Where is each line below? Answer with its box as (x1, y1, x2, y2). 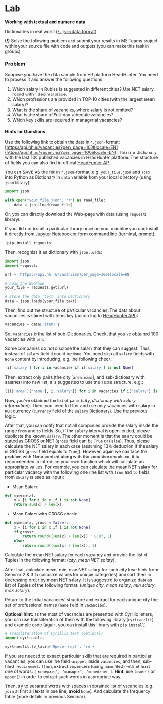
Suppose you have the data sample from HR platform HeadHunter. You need (5, 72, 158, 77)
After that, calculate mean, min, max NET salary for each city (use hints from (5, 566, 159, 572)
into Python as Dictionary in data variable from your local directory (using (5, 174, 152, 180)
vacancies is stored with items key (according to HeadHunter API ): (5, 313, 139, 319)
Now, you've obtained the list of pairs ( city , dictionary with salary (5, 398, 136, 403)
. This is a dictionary (116, 150, 157, 155)
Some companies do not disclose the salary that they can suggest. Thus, (5, 345, 151, 351)
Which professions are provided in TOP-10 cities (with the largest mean (12, 96, 155, 102)
